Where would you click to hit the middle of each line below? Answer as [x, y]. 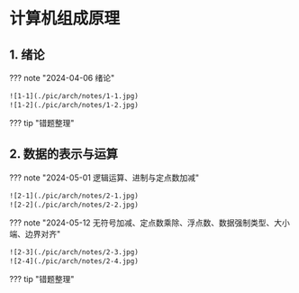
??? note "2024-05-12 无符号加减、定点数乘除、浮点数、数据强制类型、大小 [150, 223]
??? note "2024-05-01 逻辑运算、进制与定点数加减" [104, 178]
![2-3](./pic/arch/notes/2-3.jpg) [74, 252]
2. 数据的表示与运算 [64, 154]
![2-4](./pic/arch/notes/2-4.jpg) [74, 261]
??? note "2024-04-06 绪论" [62, 78]
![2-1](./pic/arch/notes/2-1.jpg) [74, 196]
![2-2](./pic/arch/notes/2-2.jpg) [74, 205]
